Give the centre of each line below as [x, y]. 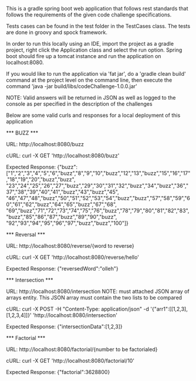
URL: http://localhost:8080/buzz [45, 144]
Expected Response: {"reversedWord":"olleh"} [62, 269]
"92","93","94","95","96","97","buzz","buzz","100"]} [67, 223]
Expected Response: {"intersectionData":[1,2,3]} [65, 326]
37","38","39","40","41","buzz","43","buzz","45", [62, 192]
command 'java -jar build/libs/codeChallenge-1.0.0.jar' [72, 86]
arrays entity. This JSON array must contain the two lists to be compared [94, 298]
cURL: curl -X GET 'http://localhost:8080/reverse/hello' [73, 257]
